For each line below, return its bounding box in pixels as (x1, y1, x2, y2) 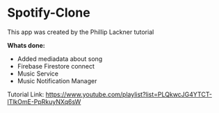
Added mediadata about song (17, 54, 103, 63)
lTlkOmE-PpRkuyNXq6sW (7, 97, 81, 105)
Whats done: (7, 41, 45, 49)
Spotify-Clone (7, 5, 90, 21)
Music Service (17, 69, 59, 78)
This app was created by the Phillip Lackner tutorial (7, 28, 154, 36)
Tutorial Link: (7, 90, 44, 98)
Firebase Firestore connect (17, 62, 95, 70)
